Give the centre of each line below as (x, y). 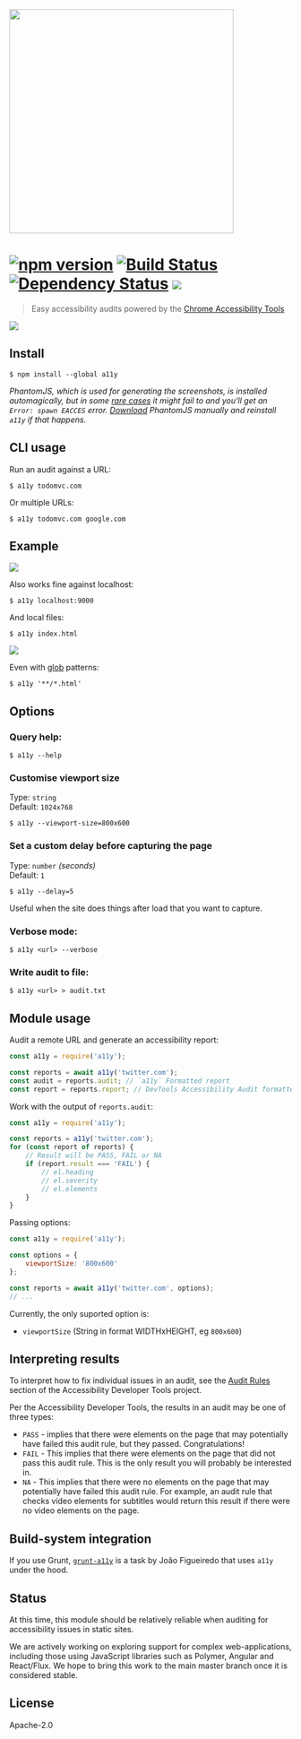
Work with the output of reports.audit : (82, 1106)
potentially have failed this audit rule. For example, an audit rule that (147, 1492)
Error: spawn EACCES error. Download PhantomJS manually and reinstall (143, 410)
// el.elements (70, 1189)
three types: (32, 1417)
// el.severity (70, 1181)
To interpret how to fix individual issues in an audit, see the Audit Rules (140, 1380)
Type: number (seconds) (52, 865)
